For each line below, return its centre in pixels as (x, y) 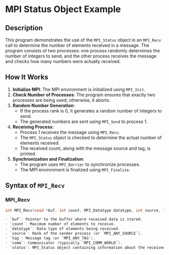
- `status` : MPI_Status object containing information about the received (85, 247)
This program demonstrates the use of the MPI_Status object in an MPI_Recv (83, 40)
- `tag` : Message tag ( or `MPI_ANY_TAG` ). (50, 238)
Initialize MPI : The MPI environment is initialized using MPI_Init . (79, 89)
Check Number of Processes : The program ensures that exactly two (84, 95)
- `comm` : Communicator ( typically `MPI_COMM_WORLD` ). (64, 243)
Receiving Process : (33, 126)
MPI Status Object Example (63, 9)
